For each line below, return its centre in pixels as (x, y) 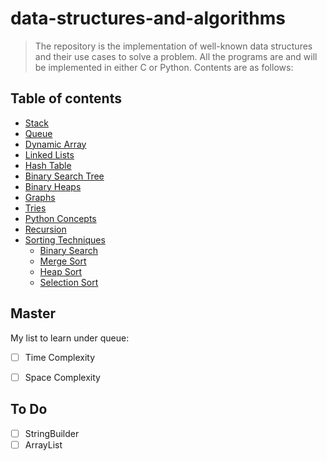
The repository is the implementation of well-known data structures (173, 46)
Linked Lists (49, 154)
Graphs (40, 197)
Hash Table (48, 165)
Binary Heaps (53, 186)
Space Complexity (62, 377)
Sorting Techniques (65, 239)
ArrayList (43, 444)
